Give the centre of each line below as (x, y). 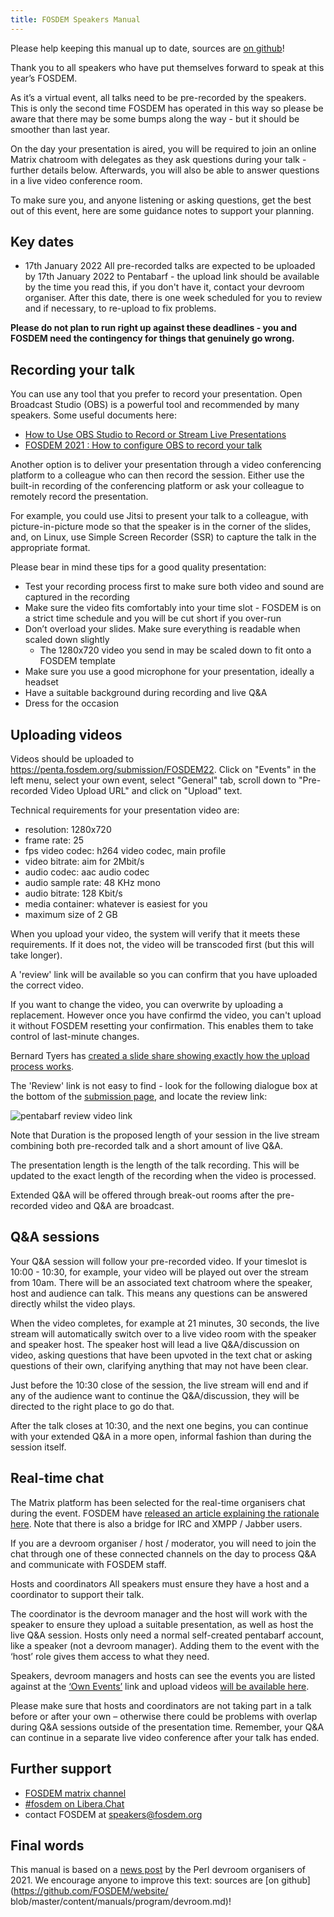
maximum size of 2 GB (71, 915)
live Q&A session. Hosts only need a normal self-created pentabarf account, (167, 1635)
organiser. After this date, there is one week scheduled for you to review (173, 298)
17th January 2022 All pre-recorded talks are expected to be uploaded (170, 266)
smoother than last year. (60, 129)
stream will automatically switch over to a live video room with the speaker (163, 1333)
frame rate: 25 (54, 840)
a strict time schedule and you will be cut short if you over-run (153, 618)
